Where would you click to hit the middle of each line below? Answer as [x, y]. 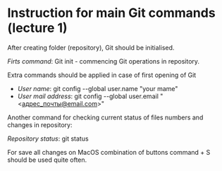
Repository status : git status [48, 138]
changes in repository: [40, 124]
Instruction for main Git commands [112, 13]
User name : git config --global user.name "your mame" [98, 88]
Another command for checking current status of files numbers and [105, 117]
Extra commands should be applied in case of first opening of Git [102, 75]
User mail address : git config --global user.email [88, 96]
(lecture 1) [38, 28]
